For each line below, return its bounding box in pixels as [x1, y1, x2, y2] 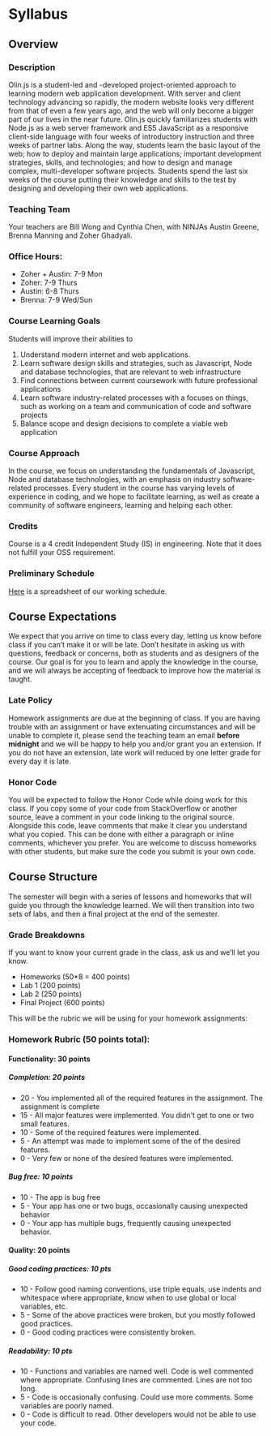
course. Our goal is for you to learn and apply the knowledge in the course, [8, 657, 259, 667]
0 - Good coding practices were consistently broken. [19, 1327, 197, 1337]
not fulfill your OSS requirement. [8, 548, 116, 557]
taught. [8, 674, 32, 684]
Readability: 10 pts [8, 1346, 73, 1356]
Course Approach [8, 447, 80, 458]
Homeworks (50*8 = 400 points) [19, 972, 131, 982]
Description [8, 62, 56, 73]
